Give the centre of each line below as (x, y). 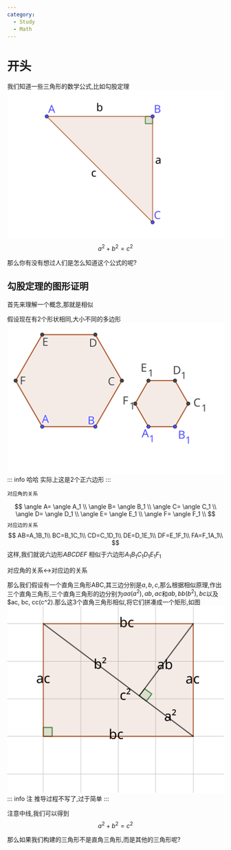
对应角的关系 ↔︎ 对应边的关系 (47, 570)
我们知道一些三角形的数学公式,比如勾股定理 (68, 87)
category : (21, 14)
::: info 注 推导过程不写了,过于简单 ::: (58, 798)
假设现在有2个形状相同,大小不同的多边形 (64, 319)
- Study (24, 22)
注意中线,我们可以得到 (38, 813)
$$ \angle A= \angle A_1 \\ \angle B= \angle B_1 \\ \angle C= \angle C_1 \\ (115, 507)
